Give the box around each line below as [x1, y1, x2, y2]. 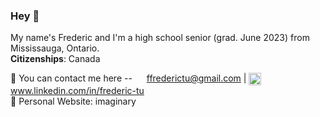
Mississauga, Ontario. [10, 42, 100, 54]
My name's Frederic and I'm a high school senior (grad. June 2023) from [10, 32, 310, 44]
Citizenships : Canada [10, 53, 101, 65]
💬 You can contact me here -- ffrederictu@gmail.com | [10, 72, 247, 84]
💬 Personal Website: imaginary [10, 95, 137, 108]
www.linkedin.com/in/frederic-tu [10, 85, 145, 97]
